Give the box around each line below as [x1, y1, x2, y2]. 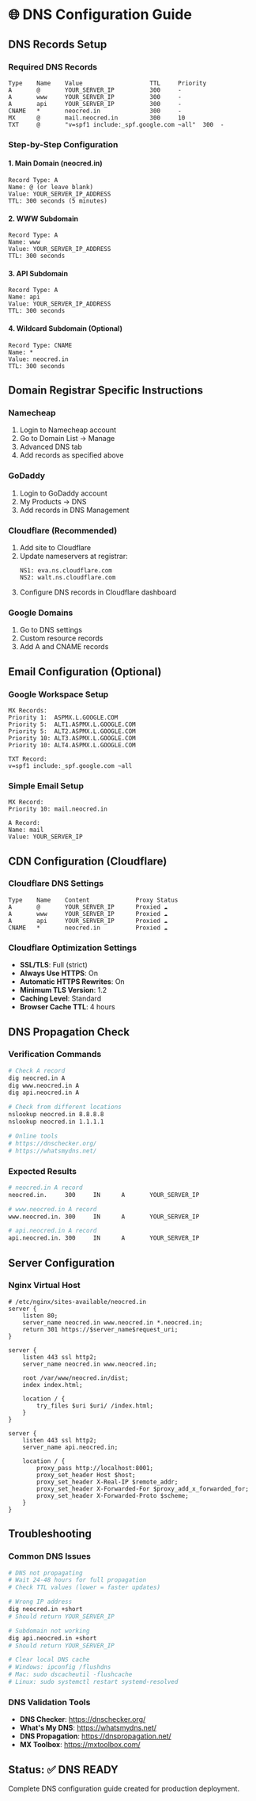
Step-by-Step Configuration [8, 139, 119, 150]
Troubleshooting [8, 1527, 92, 1541]
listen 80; [22, 1312, 58, 1320]
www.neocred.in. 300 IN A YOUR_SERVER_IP [8, 1213, 200, 1221]
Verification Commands [8, 1049, 102, 1060]
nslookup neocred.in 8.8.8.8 [8, 1111, 104, 1119]
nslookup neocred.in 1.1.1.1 [8, 1118, 104, 1126]
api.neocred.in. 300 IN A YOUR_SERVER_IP [8, 1234, 200, 1242]
